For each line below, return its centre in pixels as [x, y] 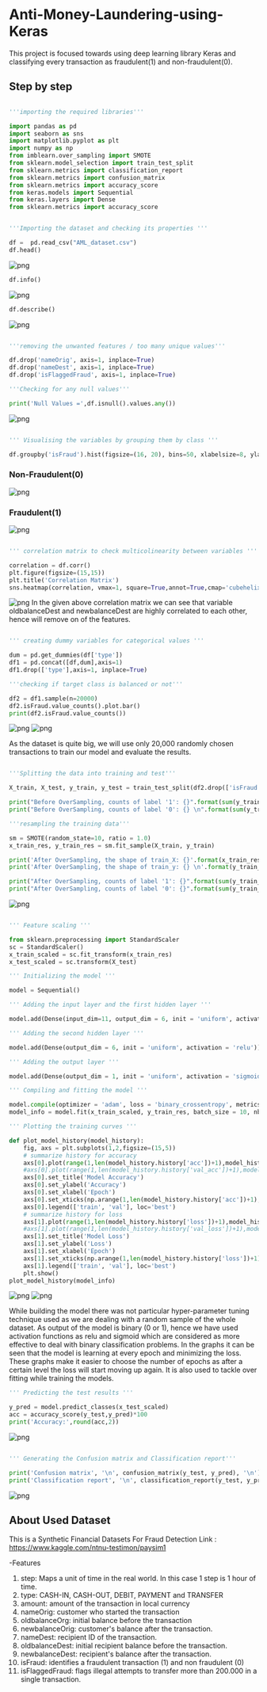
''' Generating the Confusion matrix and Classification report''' [123, 1458]
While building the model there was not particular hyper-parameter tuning [129, 1311]
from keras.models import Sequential [71, 192]
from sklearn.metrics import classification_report [96, 170]
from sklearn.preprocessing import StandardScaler [94, 939]
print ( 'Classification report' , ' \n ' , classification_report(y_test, [126, 1480]
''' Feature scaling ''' [50, 926]
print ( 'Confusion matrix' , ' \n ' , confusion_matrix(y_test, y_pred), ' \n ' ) [135, 1473]
